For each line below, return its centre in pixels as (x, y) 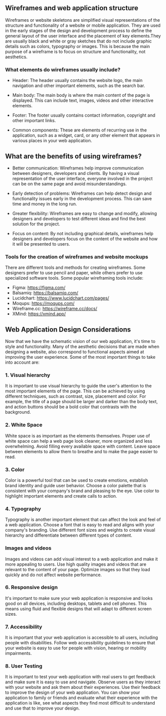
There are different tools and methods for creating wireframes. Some (75, 268)
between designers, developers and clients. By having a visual (76, 173)
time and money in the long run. (45, 204)
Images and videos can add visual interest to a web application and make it (82, 559)
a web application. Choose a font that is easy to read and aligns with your (80, 525)
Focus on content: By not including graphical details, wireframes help (83, 233)
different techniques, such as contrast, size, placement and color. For (76, 396)
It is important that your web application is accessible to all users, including (82, 637)
